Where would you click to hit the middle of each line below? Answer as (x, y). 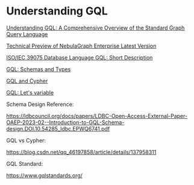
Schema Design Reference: (40, 104)
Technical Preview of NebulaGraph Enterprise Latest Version (81, 46)
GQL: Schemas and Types (39, 69)
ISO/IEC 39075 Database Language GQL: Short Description (80, 57)
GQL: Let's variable (30, 92)
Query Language (27, 34)
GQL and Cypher (27, 81)
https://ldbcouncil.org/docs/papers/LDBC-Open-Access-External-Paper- (97, 116)
